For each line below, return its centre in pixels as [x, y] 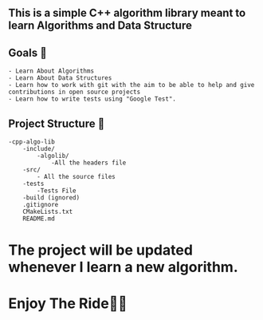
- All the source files [76, 177]
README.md [39, 219]
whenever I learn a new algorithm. [124, 267]
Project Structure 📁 [57, 123]
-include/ [39, 149]
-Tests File [57, 191]
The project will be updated [101, 250]
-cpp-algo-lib [32, 142]
